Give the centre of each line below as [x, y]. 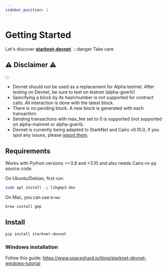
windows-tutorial [23, 263]
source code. [19, 169]
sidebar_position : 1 [27, 10]
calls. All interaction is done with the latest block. [63, 103]
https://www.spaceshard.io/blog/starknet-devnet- [95, 258]
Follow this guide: [23, 258]
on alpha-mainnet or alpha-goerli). [48, 124]
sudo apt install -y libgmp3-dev [40, 188]
